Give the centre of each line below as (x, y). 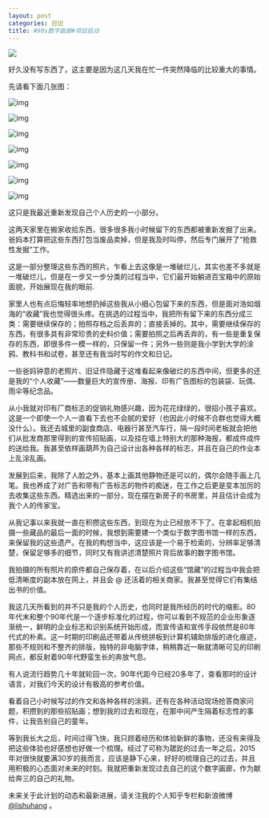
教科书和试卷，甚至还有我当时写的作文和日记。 (99, 354)
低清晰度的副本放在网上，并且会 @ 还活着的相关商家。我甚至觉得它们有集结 (133, 580)
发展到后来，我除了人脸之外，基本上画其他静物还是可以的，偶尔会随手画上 (131, 475)
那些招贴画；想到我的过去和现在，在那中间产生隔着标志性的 (148, 711)
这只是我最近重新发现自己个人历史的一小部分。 (85, 213)
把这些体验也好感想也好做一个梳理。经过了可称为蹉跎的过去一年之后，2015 (132, 748)
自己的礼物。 (57, 779)
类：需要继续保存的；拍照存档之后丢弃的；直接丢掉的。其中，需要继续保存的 (134, 324)
